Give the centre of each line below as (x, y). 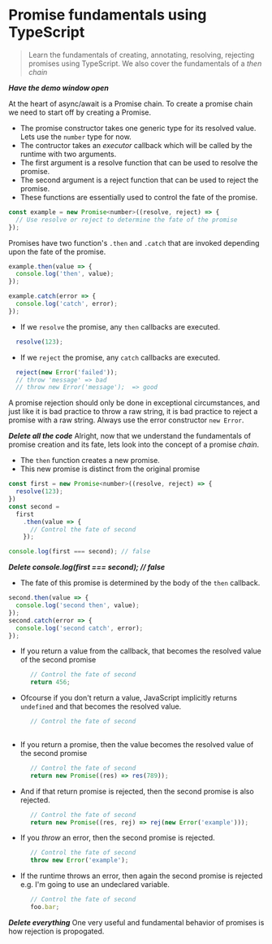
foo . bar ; (45, 907)
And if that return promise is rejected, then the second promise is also (137, 791)
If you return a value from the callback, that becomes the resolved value (140, 651)
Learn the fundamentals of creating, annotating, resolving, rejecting (141, 55)
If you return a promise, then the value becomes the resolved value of (137, 744)
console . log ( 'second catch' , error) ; (80, 628)
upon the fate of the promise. (57, 251)
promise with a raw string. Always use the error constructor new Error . (126, 420)
